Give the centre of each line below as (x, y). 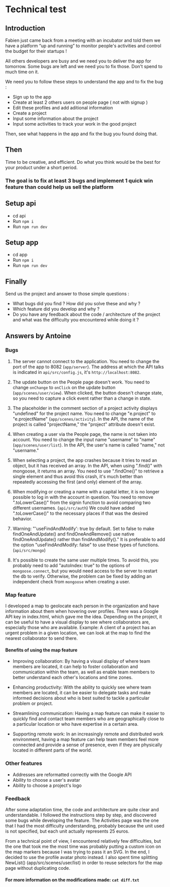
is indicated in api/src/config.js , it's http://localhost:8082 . (77, 372)
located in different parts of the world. (52, 750)
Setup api (21, 204)
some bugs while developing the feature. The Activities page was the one (82, 820)
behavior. (22, 519)
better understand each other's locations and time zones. (73, 677)
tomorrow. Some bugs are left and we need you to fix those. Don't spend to (84, 66)
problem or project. (33, 703)
